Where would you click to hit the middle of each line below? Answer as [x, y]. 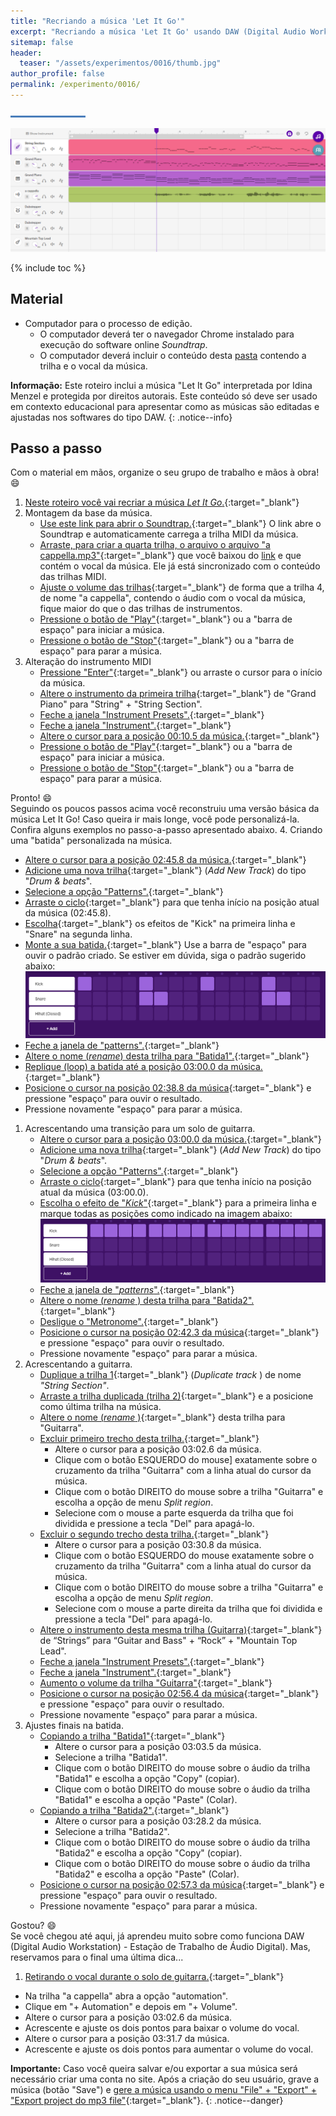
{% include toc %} [48, 267]
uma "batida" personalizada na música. [91, 841]
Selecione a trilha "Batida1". [111, 1757]
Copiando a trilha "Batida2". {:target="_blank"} [134, 1810]
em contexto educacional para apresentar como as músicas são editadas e [165, 406]
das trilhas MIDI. [73, 577]
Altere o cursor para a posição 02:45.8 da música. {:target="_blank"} [165, 860]
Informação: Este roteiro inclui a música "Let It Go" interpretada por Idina [161, 385]
